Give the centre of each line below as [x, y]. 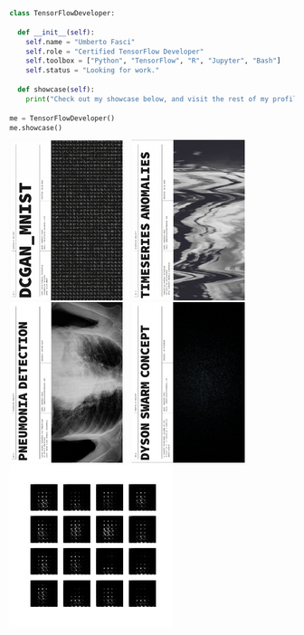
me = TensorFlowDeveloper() [62, 118]
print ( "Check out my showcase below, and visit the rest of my [147, 99]
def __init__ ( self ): [56, 32]
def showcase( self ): [56, 90]
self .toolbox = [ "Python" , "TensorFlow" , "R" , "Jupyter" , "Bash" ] [153, 61]
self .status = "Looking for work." [93, 71]
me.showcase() [36, 128]
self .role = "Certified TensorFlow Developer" [115, 52]
